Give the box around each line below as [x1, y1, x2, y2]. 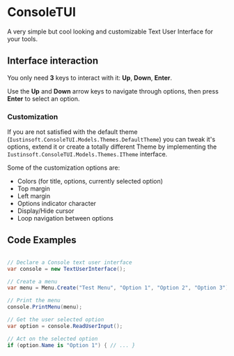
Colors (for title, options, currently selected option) [17, 177, 164, 186]
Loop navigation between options [17, 214, 114, 223]
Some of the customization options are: [7, 163, 120, 172]
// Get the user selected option [7, 316, 104, 323]
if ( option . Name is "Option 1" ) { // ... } [7, 341, 136, 349]
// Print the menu [7, 297, 61, 304]
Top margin [17, 184, 51, 193]
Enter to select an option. [7, 94, 80, 103]
